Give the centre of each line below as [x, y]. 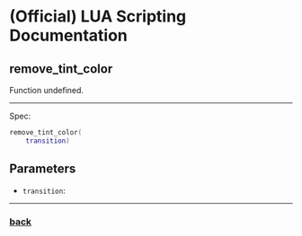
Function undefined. [46, 90]
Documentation [69, 35]
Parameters [43, 169]
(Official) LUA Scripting [98, 17]
